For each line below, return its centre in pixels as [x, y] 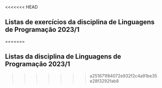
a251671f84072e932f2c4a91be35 [123, 76]
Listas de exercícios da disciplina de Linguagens [80, 22]
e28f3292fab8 [104, 81]
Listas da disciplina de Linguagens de [63, 57]
